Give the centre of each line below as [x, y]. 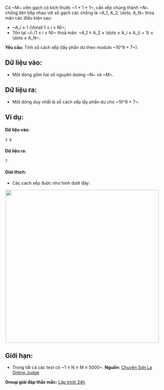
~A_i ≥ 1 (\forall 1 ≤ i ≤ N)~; [39, 27]
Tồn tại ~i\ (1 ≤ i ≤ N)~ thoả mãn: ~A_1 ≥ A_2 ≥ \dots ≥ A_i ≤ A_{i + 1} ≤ [82, 33]
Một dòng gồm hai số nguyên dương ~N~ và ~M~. [63, 74]
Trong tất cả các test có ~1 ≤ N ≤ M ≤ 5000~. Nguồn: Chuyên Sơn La [82, 367]
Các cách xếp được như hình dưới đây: [51, 183]
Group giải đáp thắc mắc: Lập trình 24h [45, 382]
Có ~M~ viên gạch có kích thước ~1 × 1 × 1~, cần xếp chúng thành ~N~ [77, 8]
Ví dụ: [14, 117]
